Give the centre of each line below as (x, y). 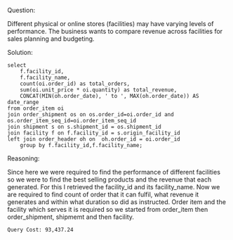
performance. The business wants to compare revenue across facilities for (115, 31)
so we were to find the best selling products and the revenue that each (109, 179)
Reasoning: (24, 158)
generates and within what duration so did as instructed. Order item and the (117, 202)
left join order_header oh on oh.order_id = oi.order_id (94, 139)
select (17, 65)
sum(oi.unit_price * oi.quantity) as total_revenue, (99, 90)
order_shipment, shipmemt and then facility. (71, 217)
